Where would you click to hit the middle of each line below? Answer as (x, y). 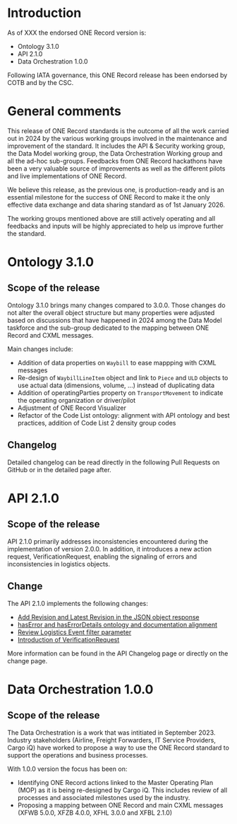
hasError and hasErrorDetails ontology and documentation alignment (117, 624)
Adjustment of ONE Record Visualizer (72, 408)
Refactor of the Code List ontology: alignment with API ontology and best (124, 415)
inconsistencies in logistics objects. (59, 563)
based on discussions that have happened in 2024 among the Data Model (115, 320)
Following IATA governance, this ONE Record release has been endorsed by (117, 75)
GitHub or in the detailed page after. (59, 469)
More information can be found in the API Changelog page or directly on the (118, 653)
